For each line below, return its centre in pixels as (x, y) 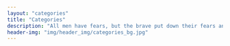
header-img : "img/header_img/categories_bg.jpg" (78, 32)
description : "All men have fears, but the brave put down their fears (111, 26)
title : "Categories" (37, 20)
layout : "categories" (38, 13)
